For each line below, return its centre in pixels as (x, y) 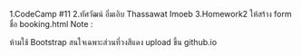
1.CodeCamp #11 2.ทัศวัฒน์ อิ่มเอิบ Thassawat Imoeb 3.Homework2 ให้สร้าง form (150, 14)
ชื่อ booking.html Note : (51, 24)
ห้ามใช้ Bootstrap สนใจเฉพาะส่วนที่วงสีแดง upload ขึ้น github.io (113, 42)
